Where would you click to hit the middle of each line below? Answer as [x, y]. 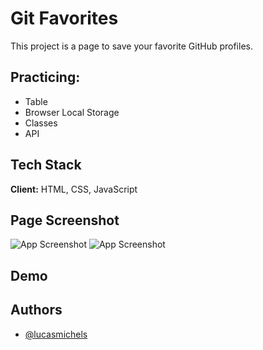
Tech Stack [46, 165]
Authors [36, 310]
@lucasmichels [56, 334]
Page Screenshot [65, 220]
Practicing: [45, 77]
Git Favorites [64, 18]
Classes [41, 123]
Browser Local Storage [72, 112]
